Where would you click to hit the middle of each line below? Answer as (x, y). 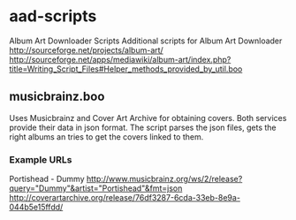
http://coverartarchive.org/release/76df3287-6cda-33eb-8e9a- (125, 198)
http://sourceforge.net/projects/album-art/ (86, 49)
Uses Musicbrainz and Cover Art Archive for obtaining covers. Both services (148, 118)
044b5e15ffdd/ (36, 207)
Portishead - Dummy (47, 179)
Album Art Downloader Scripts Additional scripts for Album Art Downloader (146, 41)
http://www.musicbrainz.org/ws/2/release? (164, 179)
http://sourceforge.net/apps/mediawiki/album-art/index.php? (120, 59)
